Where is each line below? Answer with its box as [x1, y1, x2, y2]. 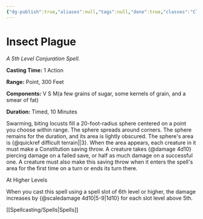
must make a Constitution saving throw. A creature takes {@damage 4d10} [6, 145, 192, 153]
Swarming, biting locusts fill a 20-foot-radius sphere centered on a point [6, 119, 187, 127]
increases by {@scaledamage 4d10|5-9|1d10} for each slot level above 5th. [6, 194, 193, 202]
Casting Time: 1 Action [6, 66, 63, 74]
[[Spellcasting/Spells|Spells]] [6, 206, 79, 213]
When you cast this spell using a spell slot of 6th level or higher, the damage [6, 188, 196, 195]
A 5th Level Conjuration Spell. [6, 55, 80, 62]
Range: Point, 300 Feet [6, 78, 65, 85]
